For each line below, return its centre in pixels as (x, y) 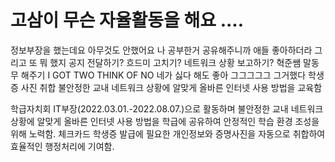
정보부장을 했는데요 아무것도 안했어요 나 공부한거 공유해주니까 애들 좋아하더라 (161, 50)
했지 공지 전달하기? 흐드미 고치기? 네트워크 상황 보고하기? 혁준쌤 (175, 62)
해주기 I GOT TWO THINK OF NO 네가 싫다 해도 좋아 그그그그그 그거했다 (163, 75)
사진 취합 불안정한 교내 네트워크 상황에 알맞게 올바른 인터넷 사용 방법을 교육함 (171, 87)
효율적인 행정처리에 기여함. (62, 146)
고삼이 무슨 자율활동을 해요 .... (127, 20)
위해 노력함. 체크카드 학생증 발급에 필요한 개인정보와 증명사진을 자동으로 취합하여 (168, 133)
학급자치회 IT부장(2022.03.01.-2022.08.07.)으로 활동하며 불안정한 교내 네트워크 (167, 108)
